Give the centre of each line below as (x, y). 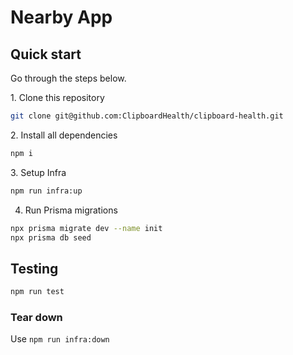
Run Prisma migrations (71, 210)
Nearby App (61, 17)
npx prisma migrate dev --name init (86, 228)
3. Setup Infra (38, 172)
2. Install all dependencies (64, 135)
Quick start (46, 54)
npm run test (37, 292)
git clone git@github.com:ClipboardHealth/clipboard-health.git (147, 116)
